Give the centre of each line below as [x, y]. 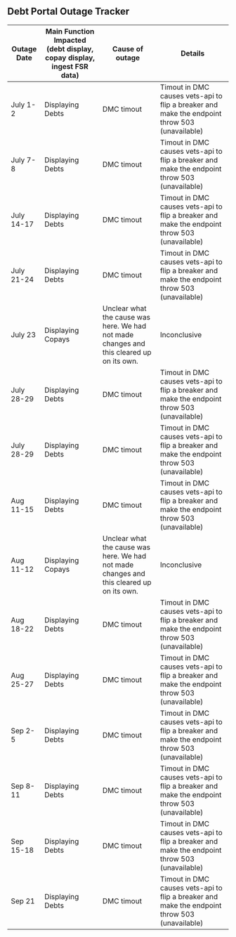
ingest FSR [70, 66]
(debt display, [70, 48]
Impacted [70, 40]
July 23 [24, 334]
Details [192, 53]
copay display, [70, 58]
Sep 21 [23, 900]
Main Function [70, 31]
